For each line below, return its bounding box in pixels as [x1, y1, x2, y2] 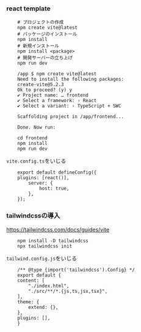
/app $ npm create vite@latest [17, 71, 97, 77]
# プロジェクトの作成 [17, 20, 64, 26]
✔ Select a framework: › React [17, 98, 97, 104]
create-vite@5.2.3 [17, 81, 64, 88]
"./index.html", [28, 282, 70, 289]
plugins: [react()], [17, 175, 70, 181]
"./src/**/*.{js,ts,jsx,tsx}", [28, 288, 108, 294]
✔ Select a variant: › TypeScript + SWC [17, 103, 121, 109]
